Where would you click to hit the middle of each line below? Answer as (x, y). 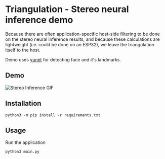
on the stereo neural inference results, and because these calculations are (83, 39)
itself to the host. (23, 50)
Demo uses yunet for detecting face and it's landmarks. (63, 59)
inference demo (39, 20)
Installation (23, 103)
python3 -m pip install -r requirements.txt (53, 115)
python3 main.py (22, 152)
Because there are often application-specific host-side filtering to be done (83, 34)
